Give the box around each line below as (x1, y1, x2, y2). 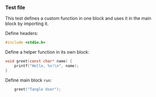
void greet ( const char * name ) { (5, 59, 72, 64)
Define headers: (5, 30, 38, 36)
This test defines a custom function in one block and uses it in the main (5, 15, 152, 21)
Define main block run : (5, 77, 52, 83)
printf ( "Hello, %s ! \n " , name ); (14, 63, 79, 68)
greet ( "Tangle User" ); (14, 86, 61, 91)
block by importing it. (5, 20, 49, 26)
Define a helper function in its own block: (5, 49, 90, 55)
